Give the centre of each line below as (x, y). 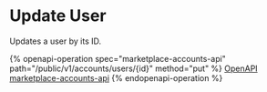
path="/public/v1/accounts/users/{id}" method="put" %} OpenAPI (133, 68)
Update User (58, 16)
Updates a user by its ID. (56, 41)
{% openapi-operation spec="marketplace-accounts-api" (118, 58)
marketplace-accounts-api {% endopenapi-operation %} (116, 77)
